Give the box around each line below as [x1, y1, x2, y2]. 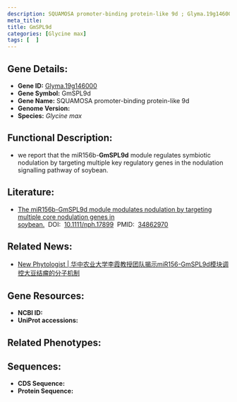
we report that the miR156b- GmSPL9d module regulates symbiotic [17, 150, 212, 159]
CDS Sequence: [17, 379, 66, 388]
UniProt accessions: [17, 316, 79, 325]
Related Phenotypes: [7, 336, 102, 348]
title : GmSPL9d [7, 23, 52, 30]
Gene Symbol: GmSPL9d [17, 89, 92, 97]
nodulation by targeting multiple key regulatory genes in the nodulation [17, 158, 224, 167]
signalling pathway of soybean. [17, 165, 109, 174]
